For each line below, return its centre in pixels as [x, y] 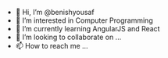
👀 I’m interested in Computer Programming [84, 20]
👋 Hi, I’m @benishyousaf [55, 12]
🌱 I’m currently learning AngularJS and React [88, 29]
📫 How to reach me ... [52, 46]
